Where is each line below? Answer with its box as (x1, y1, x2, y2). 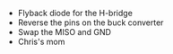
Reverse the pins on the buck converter (17, 17, 164, 28)
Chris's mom (17, 36, 65, 47)
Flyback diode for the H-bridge (17, 8, 133, 18)
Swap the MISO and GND (17, 27, 112, 37)
